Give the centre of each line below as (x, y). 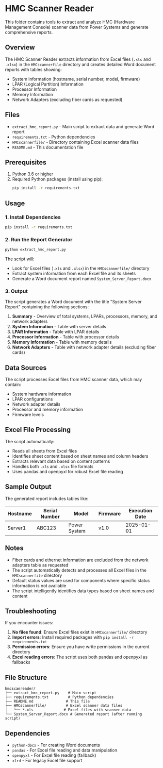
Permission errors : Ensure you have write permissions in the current (81, 647)
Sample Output (28, 487)
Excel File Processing (38, 430)
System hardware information (42, 394)
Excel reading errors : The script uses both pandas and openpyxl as (80, 657)
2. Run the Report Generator (39, 239)
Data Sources (26, 368)
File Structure (26, 677)
